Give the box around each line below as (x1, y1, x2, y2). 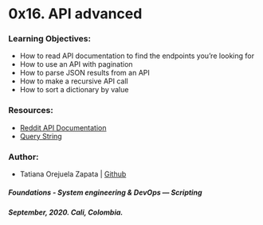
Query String (19, 131, 62, 141)
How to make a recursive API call (19, 76, 129, 86)
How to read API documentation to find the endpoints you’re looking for (19, 51, 255, 60)
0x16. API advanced (8, 5, 143, 23)
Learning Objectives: (8, 33, 92, 45)
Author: (8, 151, 39, 162)
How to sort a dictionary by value (19, 85, 129, 95)
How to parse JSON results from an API (19, 68, 150, 78)
